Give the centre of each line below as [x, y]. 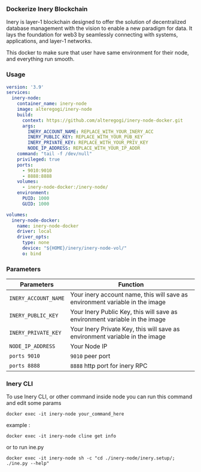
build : [25, 115]
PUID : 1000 [36, 199]
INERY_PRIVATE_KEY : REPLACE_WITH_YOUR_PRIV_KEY [88, 143]
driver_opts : [33, 237]
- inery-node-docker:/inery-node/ [65, 187]
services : [19, 93]
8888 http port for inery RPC [109, 366]
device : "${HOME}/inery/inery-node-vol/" [74, 248]
